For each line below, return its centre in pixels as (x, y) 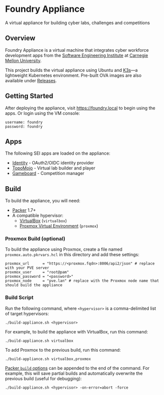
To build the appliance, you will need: (43, 201)
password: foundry (24, 127)
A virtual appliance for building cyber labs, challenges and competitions (78, 23)
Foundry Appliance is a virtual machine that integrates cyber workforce (77, 50)
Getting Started (29, 96)
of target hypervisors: (27, 313)
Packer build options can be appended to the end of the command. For (77, 368)
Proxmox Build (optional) (35, 239)
